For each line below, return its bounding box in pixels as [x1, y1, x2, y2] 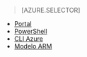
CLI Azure [13, 34, 44, 43]
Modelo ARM [13, 42, 52, 50]
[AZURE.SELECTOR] [21, 6, 81, 14]
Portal [13, 20, 32, 27]
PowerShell [13, 27, 47, 35]
